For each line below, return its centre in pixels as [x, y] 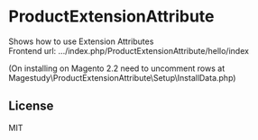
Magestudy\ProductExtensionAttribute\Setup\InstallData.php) [122, 77]
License [31, 106]
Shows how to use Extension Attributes [81, 41]
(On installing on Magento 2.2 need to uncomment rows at [117, 68]
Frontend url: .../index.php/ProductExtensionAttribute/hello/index [129, 50]
